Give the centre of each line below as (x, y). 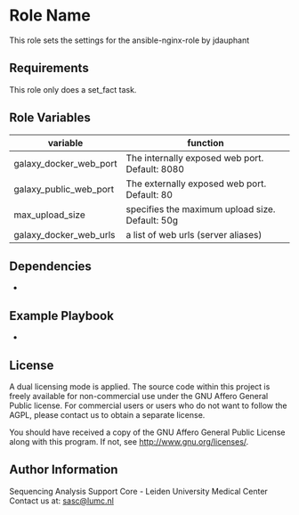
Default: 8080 (155, 168)
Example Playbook (61, 316)
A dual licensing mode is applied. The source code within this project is (140, 387)
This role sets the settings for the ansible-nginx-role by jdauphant (129, 40)
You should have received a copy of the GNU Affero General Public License (147, 432)
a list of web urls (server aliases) (194, 234)
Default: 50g (152, 220)
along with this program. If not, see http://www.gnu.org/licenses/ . (129, 441)
